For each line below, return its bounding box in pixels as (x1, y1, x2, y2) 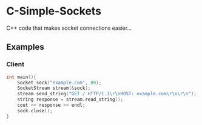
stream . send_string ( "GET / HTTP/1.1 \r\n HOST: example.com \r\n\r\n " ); (17, 91, 197, 97)
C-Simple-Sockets (6, 4, 102, 18)
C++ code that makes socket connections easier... (6, 24, 132, 32)
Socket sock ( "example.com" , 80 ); (17, 79, 102, 86)
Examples (6, 42, 44, 52)
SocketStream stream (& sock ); (17, 85, 91, 92)
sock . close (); (17, 107, 53, 113)
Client (6, 60, 24, 69)
